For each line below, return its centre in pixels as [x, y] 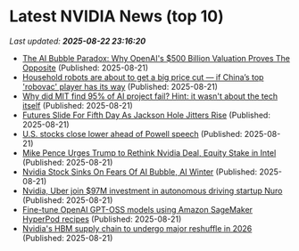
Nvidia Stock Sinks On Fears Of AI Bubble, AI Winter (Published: [139, 172]
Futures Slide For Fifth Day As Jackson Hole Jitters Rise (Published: [146, 115]
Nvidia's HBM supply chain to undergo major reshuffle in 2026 [137, 228]
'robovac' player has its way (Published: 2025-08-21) [120, 86]
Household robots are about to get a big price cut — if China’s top [143, 77]
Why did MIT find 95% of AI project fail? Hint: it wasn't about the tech [150, 96]
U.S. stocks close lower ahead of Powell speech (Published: [132, 134]
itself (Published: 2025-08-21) [78, 105]
